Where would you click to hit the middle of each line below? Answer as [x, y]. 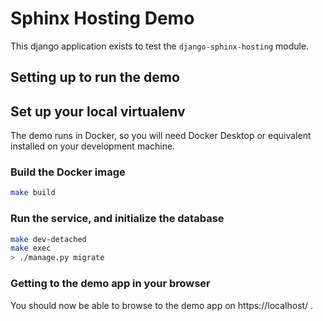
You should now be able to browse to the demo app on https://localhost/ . [162, 305]
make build [33, 193]
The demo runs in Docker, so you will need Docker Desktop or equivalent [161, 136]
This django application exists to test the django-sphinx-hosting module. [160, 46]
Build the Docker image [68, 172]
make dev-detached [48, 239]
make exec [31, 248]
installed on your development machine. [93, 146]
